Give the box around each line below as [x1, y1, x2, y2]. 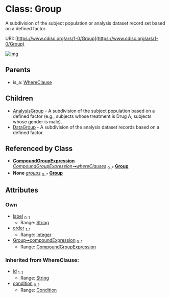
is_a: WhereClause [12, 79, 52, 85]
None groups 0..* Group [12, 170, 63, 177]
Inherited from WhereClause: [5, 257, 79, 264]
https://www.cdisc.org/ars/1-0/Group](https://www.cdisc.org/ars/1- [17, 35, 159, 41]
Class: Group [5, 3, 62, 15]
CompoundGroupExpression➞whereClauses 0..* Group [12, 163, 129, 171]
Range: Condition [20, 287, 57, 293]
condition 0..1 [12, 280, 40, 287]
